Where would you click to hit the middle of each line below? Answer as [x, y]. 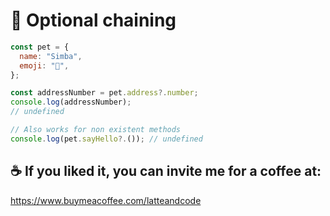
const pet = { [40, 47]
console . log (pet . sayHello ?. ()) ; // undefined [106, 139]
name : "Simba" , [51, 56]
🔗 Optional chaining [93, 20]
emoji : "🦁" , [44, 65]
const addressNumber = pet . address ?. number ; [104, 93]
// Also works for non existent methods [96, 130]
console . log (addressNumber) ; [71, 102]
